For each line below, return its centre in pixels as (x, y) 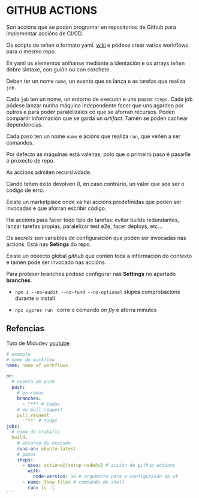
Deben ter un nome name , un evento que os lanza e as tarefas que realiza (96, 81)
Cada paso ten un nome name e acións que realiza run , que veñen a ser (94, 136)
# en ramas (31, 393)
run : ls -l (41, 487)
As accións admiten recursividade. (49, 172)
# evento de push (33, 382)
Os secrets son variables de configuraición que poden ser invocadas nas (96, 238)
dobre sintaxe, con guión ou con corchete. (58, 69)
